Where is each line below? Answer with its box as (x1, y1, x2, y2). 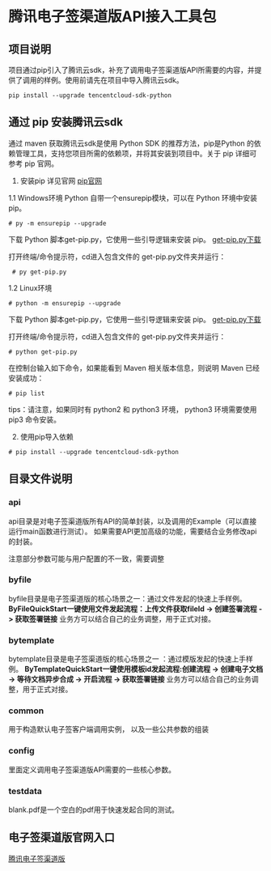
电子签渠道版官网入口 (8, 831, 115, 844)
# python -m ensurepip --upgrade (8, 299, 121, 308)
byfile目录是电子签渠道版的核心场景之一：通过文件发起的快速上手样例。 (8, 593, 247, 603)
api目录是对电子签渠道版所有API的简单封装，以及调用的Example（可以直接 (8, 516, 257, 526)
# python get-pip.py (8, 347, 78, 356)
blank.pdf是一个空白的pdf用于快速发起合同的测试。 (8, 805, 180, 814)
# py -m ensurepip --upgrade (8, 219, 107, 227)
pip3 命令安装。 (8, 414, 61, 424)
